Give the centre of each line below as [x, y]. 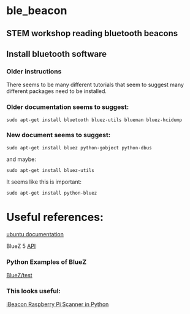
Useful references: [55, 217]
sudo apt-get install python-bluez [52, 193]
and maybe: [21, 159]
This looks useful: [34, 291]
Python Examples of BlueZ [47, 262]
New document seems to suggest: [59, 135]
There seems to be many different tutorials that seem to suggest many [95, 85]
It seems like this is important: [44, 182]
